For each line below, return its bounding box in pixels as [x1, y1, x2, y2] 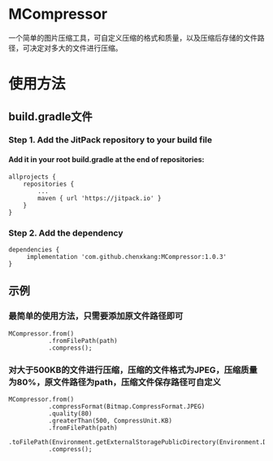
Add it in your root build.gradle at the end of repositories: [8, 155, 205, 165]
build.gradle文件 [8, 109, 93, 123]
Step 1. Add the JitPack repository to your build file [8, 134, 213, 146]
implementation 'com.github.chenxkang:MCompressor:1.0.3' [26, 252, 227, 261]
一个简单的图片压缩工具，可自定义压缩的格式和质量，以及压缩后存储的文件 [8, 33, 258, 42]
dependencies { [8, 245, 60, 253]
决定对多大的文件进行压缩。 [29, 42, 123, 53]
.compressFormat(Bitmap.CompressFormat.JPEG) [48, 402, 206, 411]
